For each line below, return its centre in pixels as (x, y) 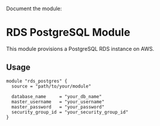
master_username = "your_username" (58, 102)
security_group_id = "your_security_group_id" (70, 112)
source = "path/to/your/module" (52, 86)
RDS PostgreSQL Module (68, 33)
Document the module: (34, 9)
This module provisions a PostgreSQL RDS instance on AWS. (80, 49)
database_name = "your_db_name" (57, 96)
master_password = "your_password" (58, 107)
